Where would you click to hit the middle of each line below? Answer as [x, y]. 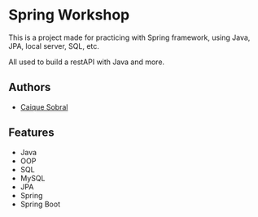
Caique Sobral [44, 106]
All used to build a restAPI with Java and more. [87, 62]
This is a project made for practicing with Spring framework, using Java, [129, 37]
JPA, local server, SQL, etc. [54, 46]
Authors [30, 87]
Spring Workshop [69, 15]
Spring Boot [40, 204]
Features [31, 133]
